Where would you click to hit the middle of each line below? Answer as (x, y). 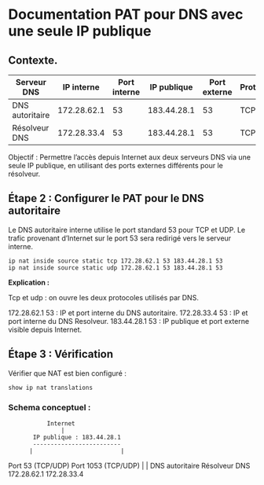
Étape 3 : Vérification (61, 354)
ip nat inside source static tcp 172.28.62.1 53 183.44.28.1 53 (115, 261)
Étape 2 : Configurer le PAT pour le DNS (106, 198)
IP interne (81, 87)
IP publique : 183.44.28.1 (77, 437)
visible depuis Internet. (45, 329)
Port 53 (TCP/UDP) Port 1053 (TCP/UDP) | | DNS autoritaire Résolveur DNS (129, 465)
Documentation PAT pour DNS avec (126, 15)
